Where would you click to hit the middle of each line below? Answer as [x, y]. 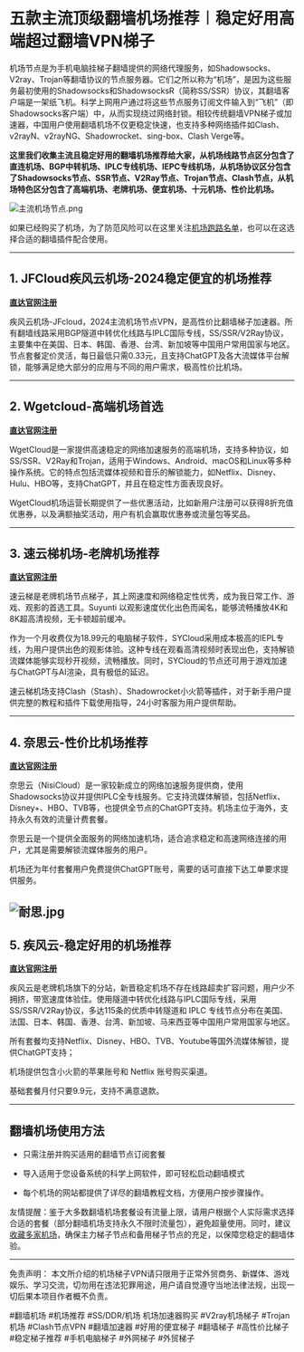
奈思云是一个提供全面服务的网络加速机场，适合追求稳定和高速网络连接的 [144, 839]
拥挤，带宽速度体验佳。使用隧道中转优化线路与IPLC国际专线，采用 [133, 999]
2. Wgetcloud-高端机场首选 [86, 407]
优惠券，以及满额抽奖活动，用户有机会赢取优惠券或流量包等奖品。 [132, 513]
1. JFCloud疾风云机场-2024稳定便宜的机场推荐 [141, 278]
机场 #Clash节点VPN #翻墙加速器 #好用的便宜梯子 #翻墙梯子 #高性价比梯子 [149, 1327]
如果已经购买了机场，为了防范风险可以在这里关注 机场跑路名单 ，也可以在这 [148, 227]
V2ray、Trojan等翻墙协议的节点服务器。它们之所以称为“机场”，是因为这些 [147, 79]
